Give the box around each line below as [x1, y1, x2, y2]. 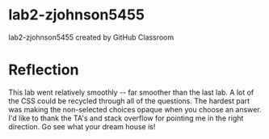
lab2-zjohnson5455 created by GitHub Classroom [8, 32, 174, 42]
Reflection [8, 61, 79, 79]
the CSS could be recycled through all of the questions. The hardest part [8, 95, 250, 106]
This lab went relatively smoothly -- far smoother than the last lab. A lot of [8, 87, 254, 97]
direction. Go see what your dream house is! [8, 121, 156, 131]
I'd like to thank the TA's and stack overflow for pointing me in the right [8, 113, 244, 123]
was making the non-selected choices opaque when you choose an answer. [8, 104, 262, 114]
